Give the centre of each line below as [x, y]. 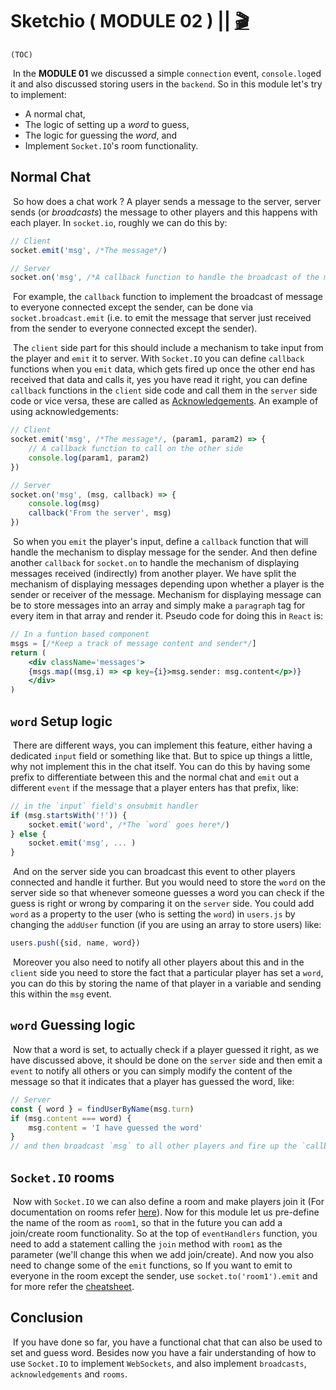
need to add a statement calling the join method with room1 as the [146, 1244]
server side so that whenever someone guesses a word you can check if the [167, 893]
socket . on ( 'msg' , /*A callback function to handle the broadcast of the [165, 278]
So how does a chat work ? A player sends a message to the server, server [167, 201]
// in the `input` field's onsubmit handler [104, 806]
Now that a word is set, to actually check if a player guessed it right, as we [166, 1049]
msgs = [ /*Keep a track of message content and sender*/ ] [133, 643]
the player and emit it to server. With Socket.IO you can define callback [157, 359]
